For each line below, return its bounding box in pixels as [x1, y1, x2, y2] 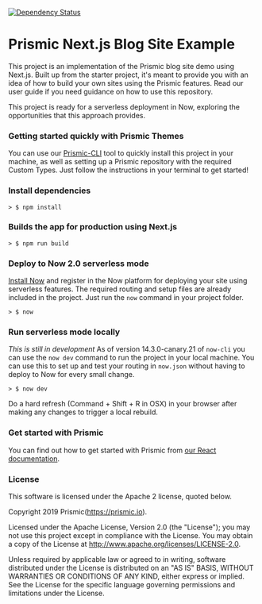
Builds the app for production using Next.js [8, 221, 177, 233]
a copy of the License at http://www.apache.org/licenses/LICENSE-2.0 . [8, 540, 241, 549]
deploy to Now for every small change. [8, 370, 135, 379]
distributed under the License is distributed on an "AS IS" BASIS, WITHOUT [8, 564, 254, 573]
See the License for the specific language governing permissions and [8, 580, 236, 590]
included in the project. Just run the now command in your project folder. [8, 293, 244, 302]
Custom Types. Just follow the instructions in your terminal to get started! [8, 165, 249, 175]
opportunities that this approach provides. [8, 110, 146, 120]
